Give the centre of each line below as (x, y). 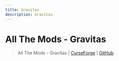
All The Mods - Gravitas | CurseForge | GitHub (66, 53)
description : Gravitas (29, 14)
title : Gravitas (22, 10)
